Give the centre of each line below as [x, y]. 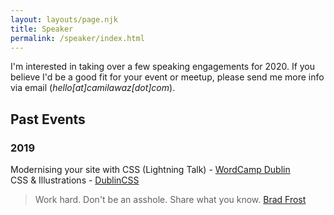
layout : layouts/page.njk [64, 19]
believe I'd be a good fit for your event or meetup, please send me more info [167, 77]
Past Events [48, 119]
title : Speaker [42, 29]
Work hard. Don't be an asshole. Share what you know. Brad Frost [170, 200]
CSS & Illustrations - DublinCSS [75, 180]
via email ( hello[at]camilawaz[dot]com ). [93, 88]
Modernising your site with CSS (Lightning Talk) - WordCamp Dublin [150, 170]
